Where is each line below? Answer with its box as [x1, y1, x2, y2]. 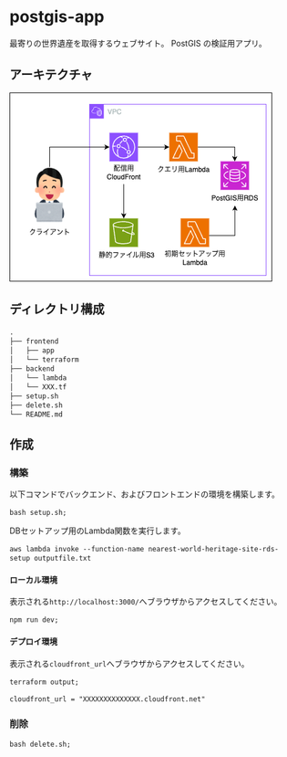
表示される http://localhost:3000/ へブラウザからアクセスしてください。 [9, 596, 282, 607]
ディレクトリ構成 [9, 301, 105, 317]
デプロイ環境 [9, 636, 57, 647]
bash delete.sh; [9, 740, 71, 749]
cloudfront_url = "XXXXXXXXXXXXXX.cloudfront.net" [9, 694, 206, 704]
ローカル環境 [9, 573, 57, 585]
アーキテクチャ [9, 67, 93, 83]
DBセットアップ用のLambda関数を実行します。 [9, 525, 186, 536]
